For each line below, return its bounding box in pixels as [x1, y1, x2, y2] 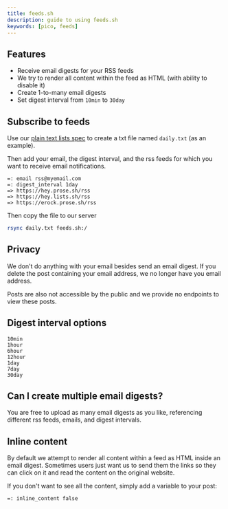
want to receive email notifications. [7, 162, 106, 170]
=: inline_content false [7, 495, 78, 502]
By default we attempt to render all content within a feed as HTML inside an [7, 454, 221, 462]
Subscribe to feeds [7, 116, 91, 127]
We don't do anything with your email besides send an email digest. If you [7, 262, 216, 270]
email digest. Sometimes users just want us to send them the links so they [7, 462, 216, 470]
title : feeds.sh [7, 10, 54, 17]
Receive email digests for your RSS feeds [16, 67, 134, 75]
